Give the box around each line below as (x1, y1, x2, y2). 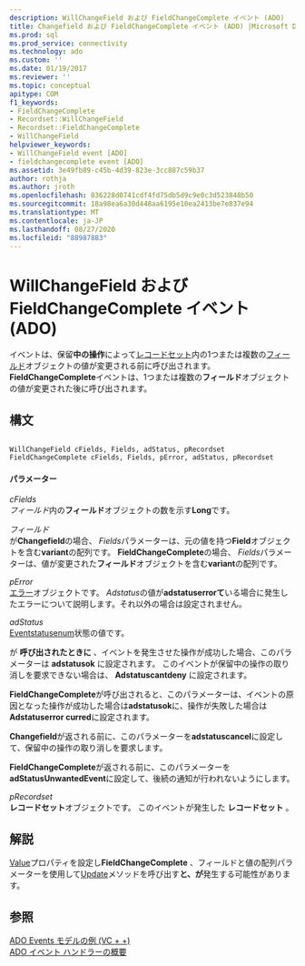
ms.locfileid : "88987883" (9, 233, 107, 242)
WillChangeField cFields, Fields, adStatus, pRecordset (9, 445, 225, 455)
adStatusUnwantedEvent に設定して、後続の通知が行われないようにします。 (9, 773, 295, 784)
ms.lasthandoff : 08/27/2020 (9, 225, 116, 234)
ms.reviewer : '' (9, 73, 71, 82)
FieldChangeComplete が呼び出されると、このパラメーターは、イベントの (9, 689, 287, 700)
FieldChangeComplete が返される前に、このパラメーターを (9, 761, 231, 773)
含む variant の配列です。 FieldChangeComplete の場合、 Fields (25, 547, 261, 558)
